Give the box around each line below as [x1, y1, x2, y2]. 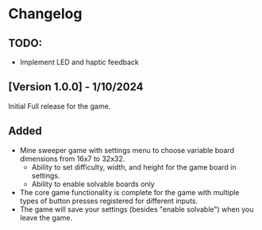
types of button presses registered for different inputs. [19, 196, 198, 205]
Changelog [8, 5, 83, 23]
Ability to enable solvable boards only [31, 179, 155, 189]
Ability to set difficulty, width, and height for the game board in [31, 162, 237, 171]
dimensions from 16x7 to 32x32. [19, 154, 125, 163]
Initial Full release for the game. [8, 101, 111, 111]
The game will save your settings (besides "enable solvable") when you [19, 204, 254, 214]
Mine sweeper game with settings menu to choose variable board [19, 145, 235, 155]
